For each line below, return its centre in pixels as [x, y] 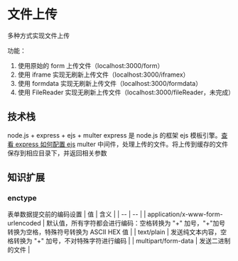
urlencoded [24, 223]
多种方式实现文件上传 [38, 35]
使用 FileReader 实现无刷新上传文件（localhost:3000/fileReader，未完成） [126, 92]
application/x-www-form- [185, 214]
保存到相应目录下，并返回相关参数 [57, 152]
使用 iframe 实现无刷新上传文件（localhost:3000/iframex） [103, 74]
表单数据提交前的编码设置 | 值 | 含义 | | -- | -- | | [77, 214]
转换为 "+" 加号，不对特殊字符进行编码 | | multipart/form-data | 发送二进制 [122, 241]
